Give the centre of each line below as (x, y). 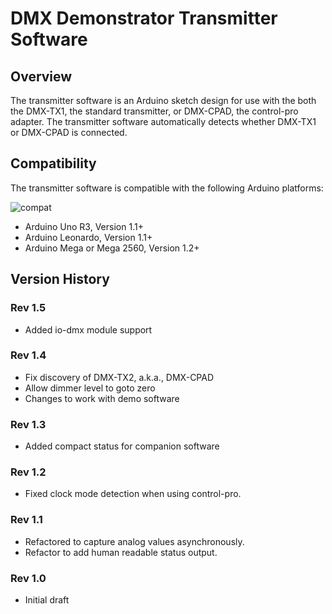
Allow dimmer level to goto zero (90, 388)
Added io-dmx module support (88, 329)
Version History (60, 279)
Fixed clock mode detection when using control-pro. (133, 494)
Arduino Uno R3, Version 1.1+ (84, 226)
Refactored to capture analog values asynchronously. (134, 541)
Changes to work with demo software (102, 398)
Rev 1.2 (28, 472)
